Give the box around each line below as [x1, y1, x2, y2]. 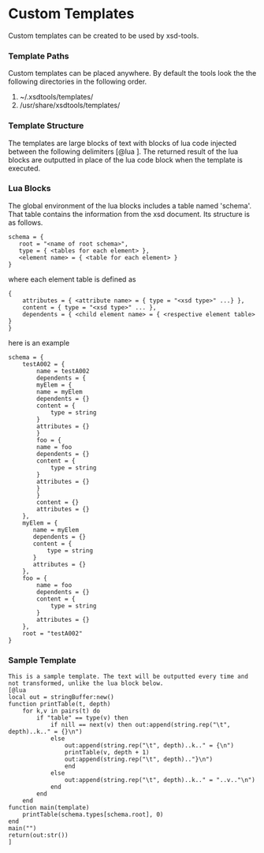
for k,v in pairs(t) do [22, 707, 101, 715]
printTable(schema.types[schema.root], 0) [22, 810, 164, 819]
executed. [8, 163, 41, 173]
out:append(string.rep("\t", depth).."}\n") [64, 755, 214, 764]
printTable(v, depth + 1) [64, 749, 150, 757]
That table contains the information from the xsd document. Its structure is [8, 209, 251, 219]
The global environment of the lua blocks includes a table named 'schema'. [8, 200, 252, 210]
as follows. [8, 218, 43, 227]
